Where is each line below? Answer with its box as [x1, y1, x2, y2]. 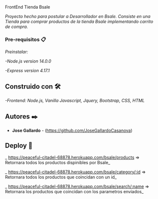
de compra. [5, 24, 28, 30]
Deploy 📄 [5, 141, 33, 150]
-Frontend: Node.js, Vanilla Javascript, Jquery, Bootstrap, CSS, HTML [5, 98, 145, 104]
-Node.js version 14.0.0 [5, 58, 52, 64]
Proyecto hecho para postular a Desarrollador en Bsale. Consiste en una [5, 14, 151, 19]
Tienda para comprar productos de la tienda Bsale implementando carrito [5, 19, 154, 24]
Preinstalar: [5, 49, 28, 55]
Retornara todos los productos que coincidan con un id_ [5, 174, 117, 180]
